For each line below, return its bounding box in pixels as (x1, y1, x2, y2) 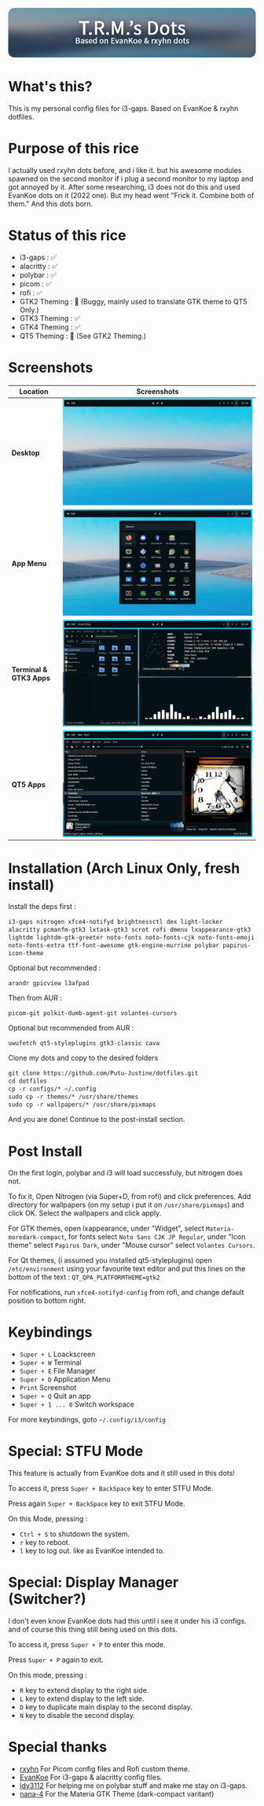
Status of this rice (8, 226, 126, 244)
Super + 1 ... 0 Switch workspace (19, 1400, 135, 1409)
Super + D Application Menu (19, 1374, 111, 1384)
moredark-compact (8, 1234, 65, 1241)
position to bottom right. (8, 1296, 86, 1305)
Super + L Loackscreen (19, 1349, 96, 1359)
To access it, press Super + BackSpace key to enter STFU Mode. (8, 1484, 214, 1493)
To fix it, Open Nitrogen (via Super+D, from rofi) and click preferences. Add (8, 1192, 251, 1201)
